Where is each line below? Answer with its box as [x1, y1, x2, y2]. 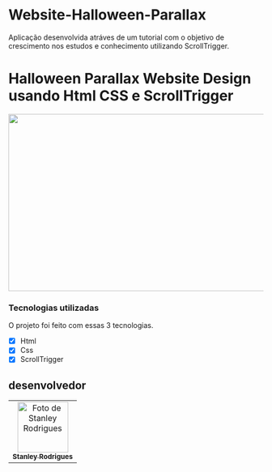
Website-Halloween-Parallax [8, 6, 206, 24]
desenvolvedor [8, 378, 87, 392]
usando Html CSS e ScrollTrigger [8, 87, 234, 105]
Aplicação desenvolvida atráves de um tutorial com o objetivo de [8, 32, 225, 42]
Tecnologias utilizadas [8, 302, 100, 313]
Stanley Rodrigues [12, 452, 74, 461]
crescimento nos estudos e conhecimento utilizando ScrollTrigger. [8, 40, 230, 50]
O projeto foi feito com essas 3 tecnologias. [8, 321, 154, 330]
